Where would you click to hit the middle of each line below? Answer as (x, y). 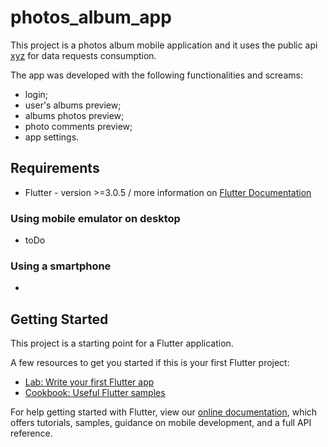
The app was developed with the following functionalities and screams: (156, 75)
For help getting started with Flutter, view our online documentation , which (164, 412)
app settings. (52, 137)
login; (36, 94)
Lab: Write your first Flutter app (89, 382)
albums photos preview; (74, 115)
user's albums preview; (73, 105)
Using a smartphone (61, 266)
